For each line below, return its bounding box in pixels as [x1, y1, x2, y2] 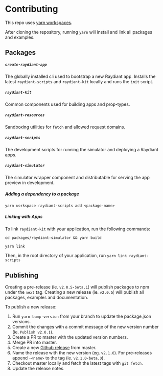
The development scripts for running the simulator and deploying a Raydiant [5, 147, 159, 153]
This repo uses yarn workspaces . [5, 20, 72, 25]
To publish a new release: [5, 304, 57, 309]
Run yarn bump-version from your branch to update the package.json [12, 313, 152, 319]
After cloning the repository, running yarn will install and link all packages [5, 29, 153, 35]
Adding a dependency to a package [5, 191, 79, 197]
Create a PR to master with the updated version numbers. [12, 334, 128, 340]
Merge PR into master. [12, 339, 57, 345]
